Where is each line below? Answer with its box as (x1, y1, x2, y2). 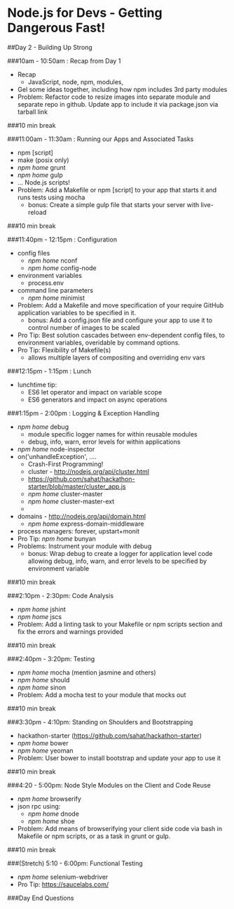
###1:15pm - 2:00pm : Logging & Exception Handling (7, 409, 160, 417)
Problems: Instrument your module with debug (17, 542, 152, 550)
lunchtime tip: (17, 380, 57, 389)
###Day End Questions (7, 894, 74, 902)
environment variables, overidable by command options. (17, 338, 180, 347)
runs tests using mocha (17, 193, 85, 201)
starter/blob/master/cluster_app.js (27, 482, 126, 491)
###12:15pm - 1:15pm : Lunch (7, 366, 92, 375)
